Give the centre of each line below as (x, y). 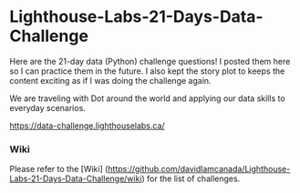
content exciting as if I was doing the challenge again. (110, 80)
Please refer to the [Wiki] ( (59, 169)
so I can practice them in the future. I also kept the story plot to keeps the (147, 71)
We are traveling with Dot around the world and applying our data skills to (147, 98)
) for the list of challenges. (191, 178)
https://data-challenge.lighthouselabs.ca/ (88, 126)
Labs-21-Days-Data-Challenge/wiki (76, 178)
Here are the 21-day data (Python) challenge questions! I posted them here (150, 61)
